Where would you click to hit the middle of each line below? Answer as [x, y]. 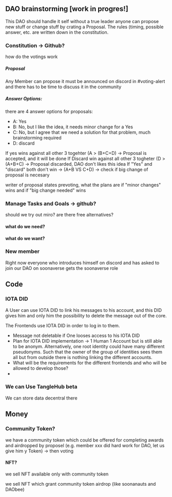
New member [23, 251]
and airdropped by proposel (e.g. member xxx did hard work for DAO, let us [85, 445]
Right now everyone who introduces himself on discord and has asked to [82, 263]
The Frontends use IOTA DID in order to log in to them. [63, 325]
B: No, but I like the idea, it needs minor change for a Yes [73, 127]
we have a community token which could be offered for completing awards [85, 440]
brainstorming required [37, 138]
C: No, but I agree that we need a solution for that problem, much [81, 132]
